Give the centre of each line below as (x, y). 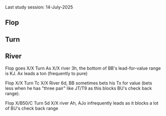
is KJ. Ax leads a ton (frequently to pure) (46, 73)
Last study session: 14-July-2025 (39, 7)
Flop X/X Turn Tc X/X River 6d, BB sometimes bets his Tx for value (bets (79, 83)
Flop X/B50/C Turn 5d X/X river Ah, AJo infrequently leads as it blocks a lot (82, 103)
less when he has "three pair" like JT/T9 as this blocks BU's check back (79, 88)
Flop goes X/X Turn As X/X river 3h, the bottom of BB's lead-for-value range (83, 68)
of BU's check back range (32, 108)
